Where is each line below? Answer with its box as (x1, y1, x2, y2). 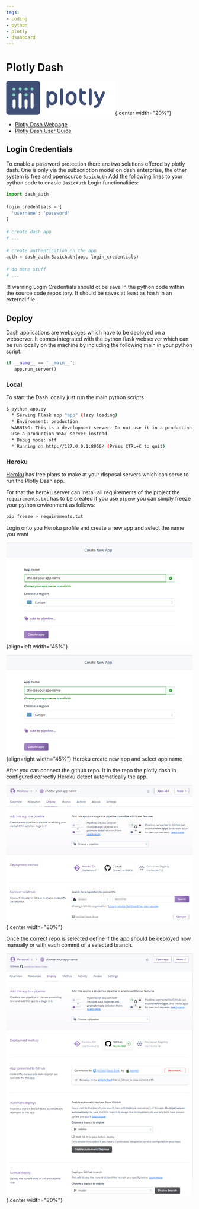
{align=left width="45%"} (6, 642, 68, 650)
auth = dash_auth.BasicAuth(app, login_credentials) (6, 254, 139, 260)
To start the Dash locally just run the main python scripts (6, 393, 144, 400)
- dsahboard (6, 34, 36, 41)
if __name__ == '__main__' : (6, 359, 76, 366)
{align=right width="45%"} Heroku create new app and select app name (6, 755, 182, 762)
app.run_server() (14, 366, 57, 372)
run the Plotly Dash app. (6, 478, 65, 485)
